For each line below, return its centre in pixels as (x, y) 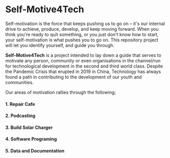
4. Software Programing (31, 139)
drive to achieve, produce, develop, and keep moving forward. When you (82, 29)
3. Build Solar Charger (29, 127)
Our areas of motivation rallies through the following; (61, 92)
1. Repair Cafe (20, 104)
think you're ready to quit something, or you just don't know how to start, (82, 34)
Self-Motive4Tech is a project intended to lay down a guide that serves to (83, 55)
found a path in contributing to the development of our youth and (74, 77)
